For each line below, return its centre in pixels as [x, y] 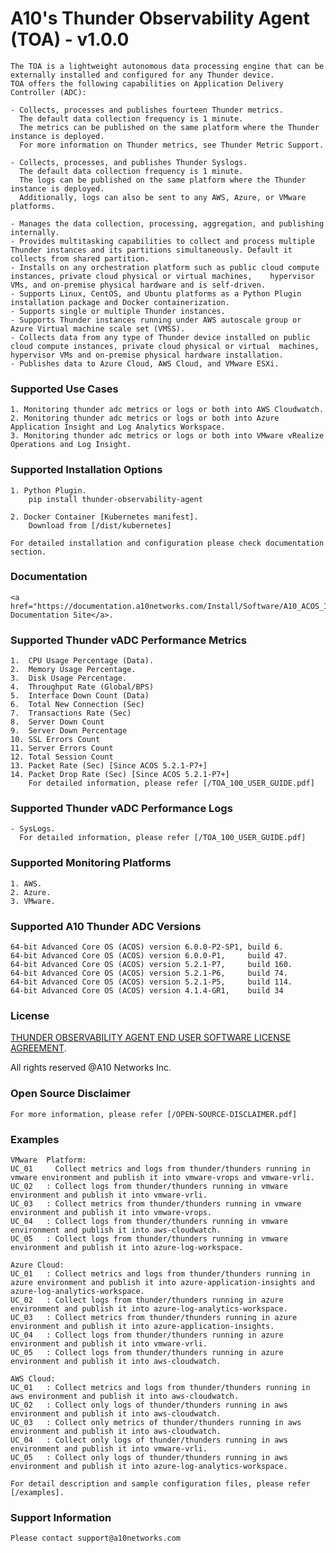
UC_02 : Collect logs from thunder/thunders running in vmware [149, 1186]
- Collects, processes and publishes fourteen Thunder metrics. [147, 110]
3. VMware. [33, 901]
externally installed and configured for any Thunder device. [142, 75]
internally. [35, 232]
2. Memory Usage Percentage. [73, 670]
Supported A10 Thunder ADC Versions [106, 926]
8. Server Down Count [57, 722]
